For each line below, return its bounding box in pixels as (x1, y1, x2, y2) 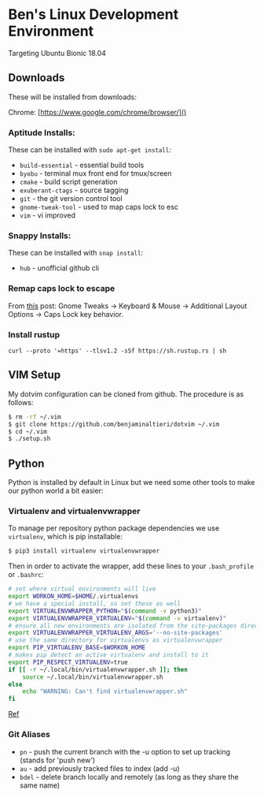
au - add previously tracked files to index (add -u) (19, 763, 180, 773)
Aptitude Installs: (8, 127, 76, 138)
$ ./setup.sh (8, 435, 51, 443)
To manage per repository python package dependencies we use (8, 523, 220, 533)
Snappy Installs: (8, 230, 71, 241)
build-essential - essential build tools (19, 160, 145, 170)
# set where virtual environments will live (8, 585, 156, 593)
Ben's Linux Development (8, 6, 179, 24)
